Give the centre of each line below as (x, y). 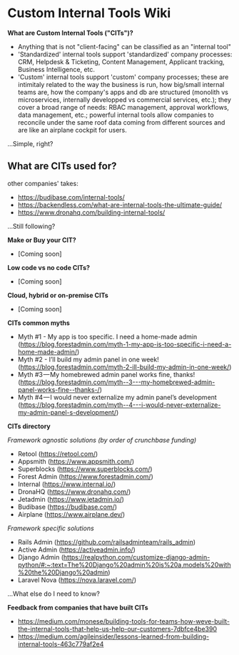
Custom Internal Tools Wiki (89, 13)
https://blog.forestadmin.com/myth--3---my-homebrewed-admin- (118, 382)
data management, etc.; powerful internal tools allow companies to (116, 115)
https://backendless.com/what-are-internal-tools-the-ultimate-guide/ (120, 205)
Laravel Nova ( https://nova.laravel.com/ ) (77, 579)
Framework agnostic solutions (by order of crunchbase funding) (102, 440)
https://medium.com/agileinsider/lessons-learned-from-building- (113, 636)
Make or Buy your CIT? (42, 239)
